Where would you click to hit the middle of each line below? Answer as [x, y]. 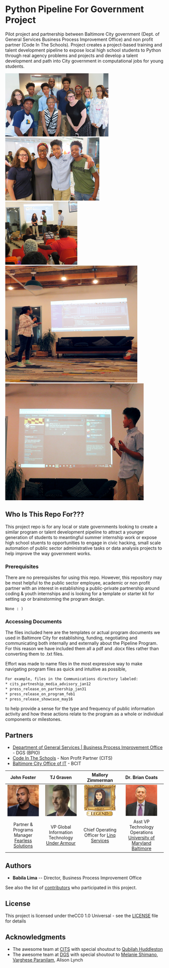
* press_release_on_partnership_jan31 [46, 689]
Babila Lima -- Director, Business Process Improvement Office [77, 878]
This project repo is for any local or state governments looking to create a [81, 526]
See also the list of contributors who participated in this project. [71, 888]
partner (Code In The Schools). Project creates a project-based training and [84, 44]
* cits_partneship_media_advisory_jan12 [48, 684]
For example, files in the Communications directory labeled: [72, 679]
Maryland [142, 843]
